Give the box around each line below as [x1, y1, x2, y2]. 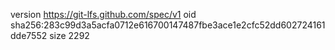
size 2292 [49, 30, 90, 41]
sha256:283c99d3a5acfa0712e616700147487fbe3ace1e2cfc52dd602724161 [10, 19, 326, 31]
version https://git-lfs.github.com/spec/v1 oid [10, 9, 197, 20]
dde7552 [10, 30, 48, 41]
